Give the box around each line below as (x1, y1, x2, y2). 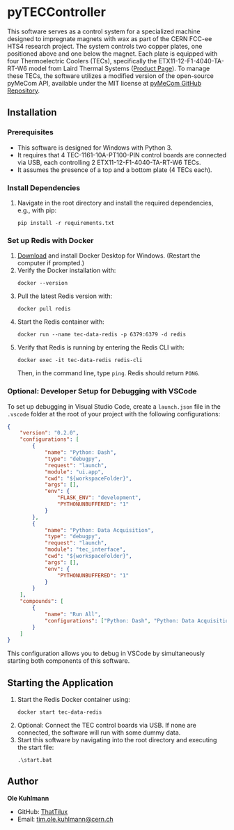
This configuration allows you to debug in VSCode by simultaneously (7, 649, 205, 658)
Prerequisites (7, 127, 54, 137)
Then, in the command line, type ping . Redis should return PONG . (17, 369, 200, 377)
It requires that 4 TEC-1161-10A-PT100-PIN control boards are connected (17, 150, 227, 159)
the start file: (17, 743, 54, 752)
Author (7, 776, 38, 788)
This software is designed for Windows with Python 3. (17, 143, 173, 152)
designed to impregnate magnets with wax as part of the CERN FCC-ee (7, 34, 212, 42)
